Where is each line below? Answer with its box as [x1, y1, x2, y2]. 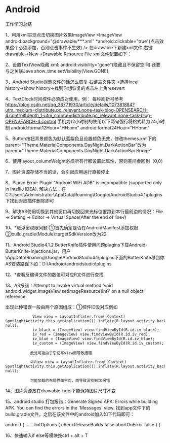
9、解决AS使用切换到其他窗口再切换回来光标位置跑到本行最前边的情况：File [5, 208, 163, 214]
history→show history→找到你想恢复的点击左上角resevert [5, 85, 125, 91]
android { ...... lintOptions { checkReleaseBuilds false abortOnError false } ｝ [5, 421, 162, 427]
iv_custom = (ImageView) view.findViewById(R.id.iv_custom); [32, 340, 164, 346]
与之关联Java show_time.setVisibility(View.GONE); [5, 67, 110, 74]
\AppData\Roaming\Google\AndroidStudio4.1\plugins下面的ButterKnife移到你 [5, 254, 165, 260]
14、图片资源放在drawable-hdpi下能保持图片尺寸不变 [5, 387, 116, 394]
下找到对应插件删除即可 [5, 197, 54, 203]
